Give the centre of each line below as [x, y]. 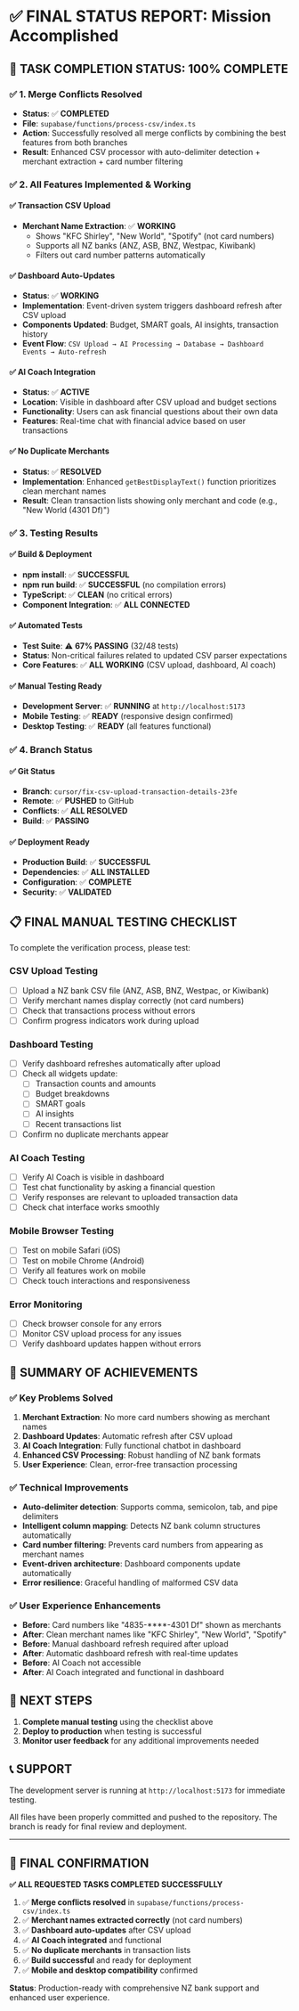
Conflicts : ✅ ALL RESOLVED [75, 811]
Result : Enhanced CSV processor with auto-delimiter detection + [141, 151]
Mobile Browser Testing [61, 1231]
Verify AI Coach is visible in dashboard [93, 1177]
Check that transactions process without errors [109, 1010]
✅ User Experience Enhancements [85, 1606]
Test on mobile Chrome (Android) [83, 1260]
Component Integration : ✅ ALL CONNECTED [106, 604]
